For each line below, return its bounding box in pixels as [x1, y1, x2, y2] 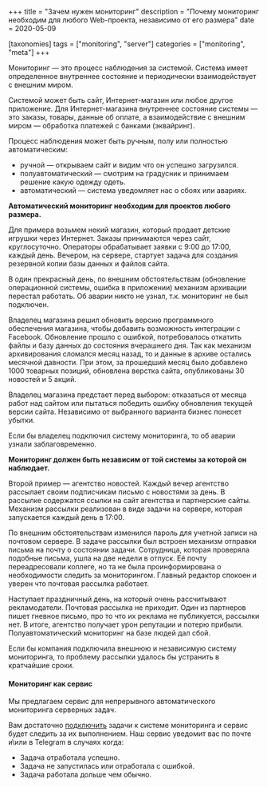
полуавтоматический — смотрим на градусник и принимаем [19, 169, 230, 178]
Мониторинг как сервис [8, 679, 93, 688]
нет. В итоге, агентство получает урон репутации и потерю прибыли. [8, 620, 244, 629]
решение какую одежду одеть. [19, 177, 126, 187]
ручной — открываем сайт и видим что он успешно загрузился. [19, 160, 239, 170]
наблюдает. [8, 463, 50, 473]
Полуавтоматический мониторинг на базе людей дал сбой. [8, 628, 211, 637]
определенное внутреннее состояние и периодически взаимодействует [8, 72, 257, 81]
